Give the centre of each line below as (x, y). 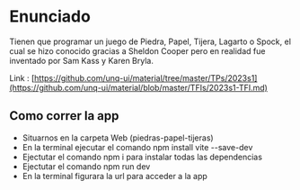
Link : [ (22, 77)
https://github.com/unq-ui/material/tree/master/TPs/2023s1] (146, 77)
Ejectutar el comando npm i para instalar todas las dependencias (142, 157)
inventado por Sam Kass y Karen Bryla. (82, 60)
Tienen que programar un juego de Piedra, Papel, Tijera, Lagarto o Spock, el (150, 41)
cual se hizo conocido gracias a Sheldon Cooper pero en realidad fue (137, 50)
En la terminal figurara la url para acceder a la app (115, 176)
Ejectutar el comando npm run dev (86, 166)
